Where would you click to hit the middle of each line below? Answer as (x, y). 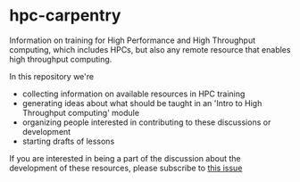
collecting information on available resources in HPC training (133, 94)
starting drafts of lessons (68, 141)
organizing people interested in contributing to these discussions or (146, 122)
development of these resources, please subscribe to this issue (126, 168)
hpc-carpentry (65, 16)
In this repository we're (52, 76)
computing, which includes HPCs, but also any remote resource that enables (150, 49)
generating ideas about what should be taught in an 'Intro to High (142, 103)
